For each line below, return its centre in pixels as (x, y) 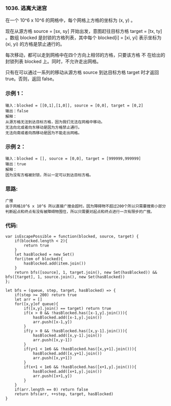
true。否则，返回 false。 (31, 79)
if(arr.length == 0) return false (51, 390)
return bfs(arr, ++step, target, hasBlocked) (64, 394)
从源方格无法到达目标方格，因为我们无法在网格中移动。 (55, 122)
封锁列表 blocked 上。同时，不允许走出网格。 (53, 61)
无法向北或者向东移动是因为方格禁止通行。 (44, 127)
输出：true (16, 164)
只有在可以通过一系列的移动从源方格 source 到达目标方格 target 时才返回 (82, 73)
